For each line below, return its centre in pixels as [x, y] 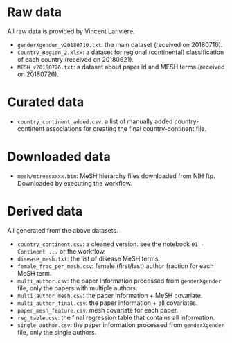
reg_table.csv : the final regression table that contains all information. [116, 317]
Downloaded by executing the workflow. [75, 183]
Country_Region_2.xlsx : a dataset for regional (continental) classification [121, 52]
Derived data [45, 211]
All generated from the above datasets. [63, 230]
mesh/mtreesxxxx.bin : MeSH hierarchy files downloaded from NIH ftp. [116, 176]
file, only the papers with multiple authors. [77, 288]
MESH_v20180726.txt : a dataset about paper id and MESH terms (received [121, 67]
